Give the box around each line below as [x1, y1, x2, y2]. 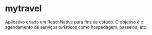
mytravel [5, 3, 42, 14]
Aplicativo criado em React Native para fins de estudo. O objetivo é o [5, 19, 144, 25]
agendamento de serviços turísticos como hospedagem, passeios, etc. [5, 24, 148, 30]
